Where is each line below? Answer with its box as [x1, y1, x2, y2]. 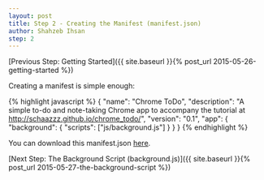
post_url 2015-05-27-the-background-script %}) [8, 163, 171, 173]
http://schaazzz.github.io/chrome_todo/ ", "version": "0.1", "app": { [8, 114, 229, 124]
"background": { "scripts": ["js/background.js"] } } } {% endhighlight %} [8, 122, 249, 132]
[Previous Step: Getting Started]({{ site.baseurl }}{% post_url [8, 57, 212, 66]
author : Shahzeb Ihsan [8, 27, 85, 35]
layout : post [8, 11, 53, 20]
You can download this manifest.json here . [8, 139, 151, 148]
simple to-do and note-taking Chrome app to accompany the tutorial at [8, 105, 246, 115]
